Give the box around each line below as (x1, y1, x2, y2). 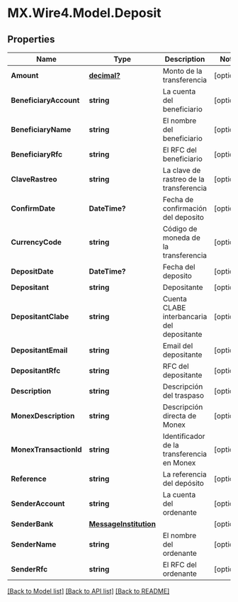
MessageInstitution (89, 519, 156, 529)
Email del (162, 341, 193, 350)
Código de (162, 224, 198, 233)
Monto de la (162, 66, 203, 76)
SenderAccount (11, 498, 65, 508)
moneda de (162, 233, 200, 243)
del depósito (162, 479, 204, 488)
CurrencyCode (11, 238, 62, 247)
